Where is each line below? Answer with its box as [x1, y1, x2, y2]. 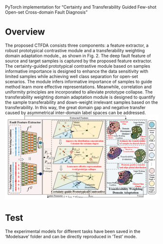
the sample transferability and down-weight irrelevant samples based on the [5, 99, 158, 105]
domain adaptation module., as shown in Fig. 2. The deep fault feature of [5, 53, 151, 58]
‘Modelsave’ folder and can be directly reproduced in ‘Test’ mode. [5, 233, 137, 239]
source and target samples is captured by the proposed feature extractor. [5, 58, 152, 64]
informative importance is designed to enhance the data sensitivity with [5, 68, 148, 74]
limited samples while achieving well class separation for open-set [5, 73, 138, 79]
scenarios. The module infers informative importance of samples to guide [5, 78, 152, 84]
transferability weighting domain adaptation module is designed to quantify [5, 94, 156, 100]
